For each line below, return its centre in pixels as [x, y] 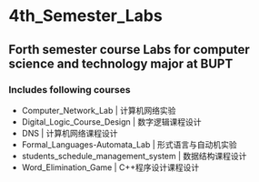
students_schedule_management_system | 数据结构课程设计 [134, 156]
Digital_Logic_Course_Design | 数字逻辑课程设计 [111, 121]
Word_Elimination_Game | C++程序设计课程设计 [110, 167]
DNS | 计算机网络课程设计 [70, 133]
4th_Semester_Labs [85, 16]
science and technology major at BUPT [121, 63]
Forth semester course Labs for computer [129, 50]
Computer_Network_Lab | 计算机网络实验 [99, 110]
